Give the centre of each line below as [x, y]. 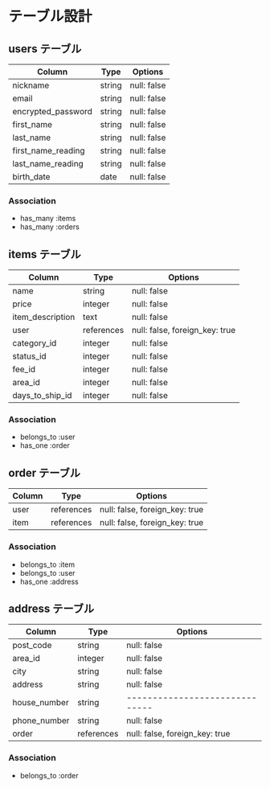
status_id [29, 356]
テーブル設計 [50, 16]
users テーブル [45, 49]
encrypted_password [52, 111]
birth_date [31, 176]
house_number [41, 703]
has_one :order [45, 445]
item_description [44, 317]
